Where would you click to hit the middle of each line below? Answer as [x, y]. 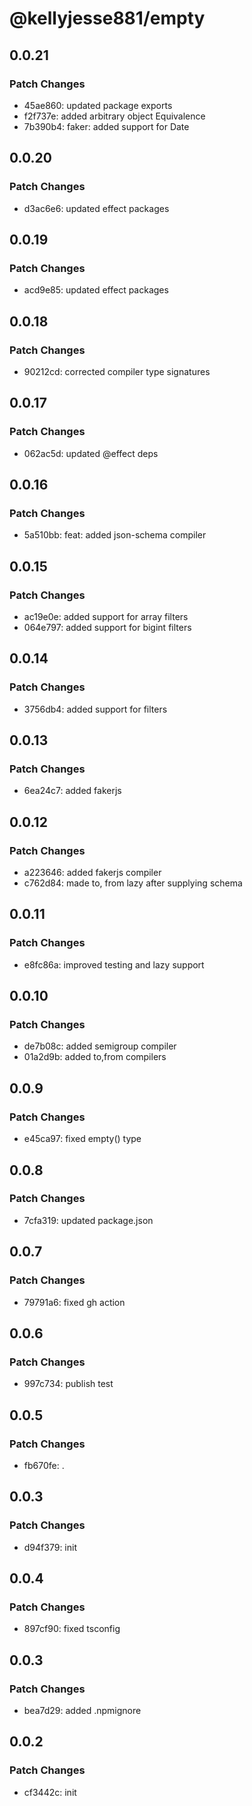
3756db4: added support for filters [95, 709]
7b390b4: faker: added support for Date [106, 126]
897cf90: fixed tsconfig [72, 1629]
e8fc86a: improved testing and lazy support [114, 964]
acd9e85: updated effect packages [96, 290]
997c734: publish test [68, 1384]
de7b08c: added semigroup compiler [100, 1046]
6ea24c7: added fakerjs [72, 791]
